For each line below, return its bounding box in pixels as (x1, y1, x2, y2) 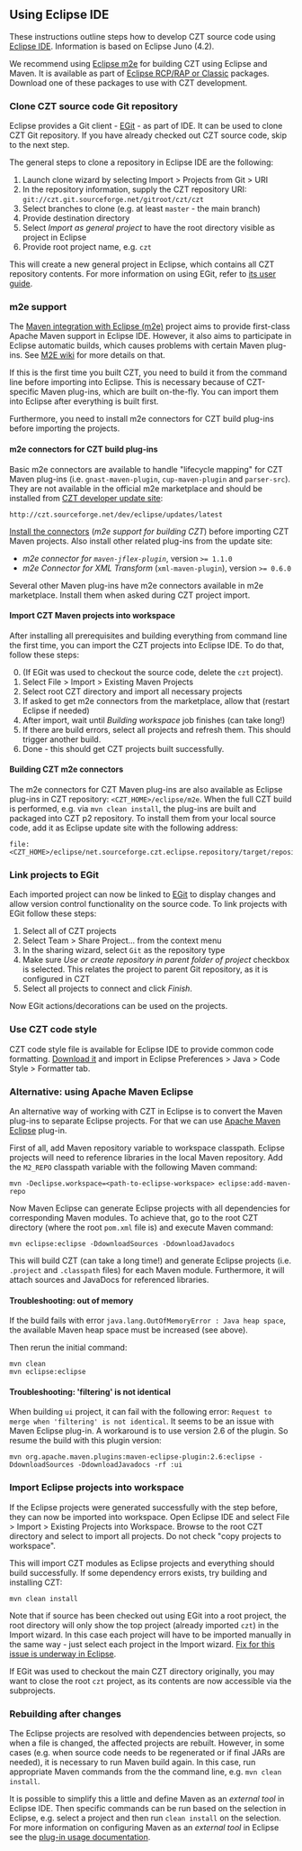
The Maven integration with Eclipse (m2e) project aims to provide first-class (9, 321, 290, 332)
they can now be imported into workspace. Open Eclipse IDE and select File (9, 1511, 290, 1522)
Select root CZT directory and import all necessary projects (22, 685, 243, 697)
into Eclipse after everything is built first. (9, 396, 159, 407)
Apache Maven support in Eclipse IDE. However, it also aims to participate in (9, 331, 292, 342)
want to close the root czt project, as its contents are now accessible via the (9, 1675, 292, 1686)
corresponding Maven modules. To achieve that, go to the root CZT (9, 1212, 259, 1223)
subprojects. (9, 1685, 56, 1696)
